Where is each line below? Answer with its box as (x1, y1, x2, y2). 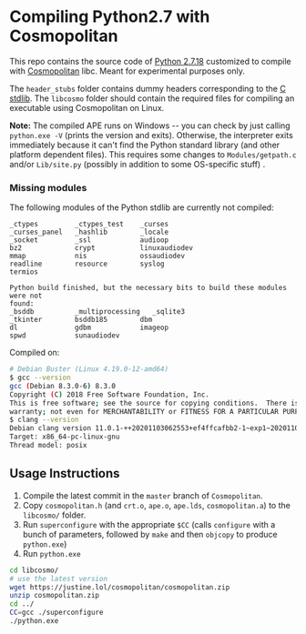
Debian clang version (9, 424, 92, 433)
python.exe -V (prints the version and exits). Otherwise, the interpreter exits (9, 129, 293, 140)
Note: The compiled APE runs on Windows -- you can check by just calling (9, 120, 291, 131)
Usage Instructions (9, 466, 120, 481)
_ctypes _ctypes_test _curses (9, 220, 169, 229)
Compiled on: (9, 347, 60, 358)
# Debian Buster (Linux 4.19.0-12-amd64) (9, 365, 169, 374)
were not (9, 291, 43, 301)
